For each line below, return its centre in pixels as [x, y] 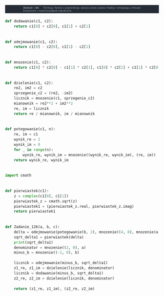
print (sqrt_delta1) [34, 242]
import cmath [18, 176]
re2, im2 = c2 [28, 88]
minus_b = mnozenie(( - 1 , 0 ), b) [47, 253]
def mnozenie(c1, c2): [28, 62]
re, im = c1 [26, 134]
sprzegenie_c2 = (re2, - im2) [43, 93]
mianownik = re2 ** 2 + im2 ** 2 [43, 104]
